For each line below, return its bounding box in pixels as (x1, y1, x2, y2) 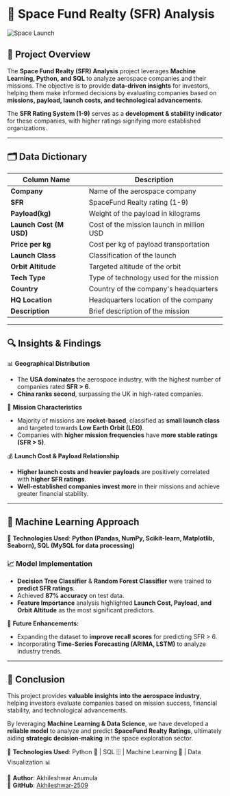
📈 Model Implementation (7, 559, 93, 569)
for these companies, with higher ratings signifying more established (7, 116, 201, 125)
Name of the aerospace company (88, 186, 196, 196)
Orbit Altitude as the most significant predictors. (16, 606, 155, 614)
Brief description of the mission (88, 306, 190, 316)
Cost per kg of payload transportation (88, 239, 210, 249)
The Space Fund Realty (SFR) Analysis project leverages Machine (7, 66, 196, 75)
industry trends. (16, 647, 62, 656)
